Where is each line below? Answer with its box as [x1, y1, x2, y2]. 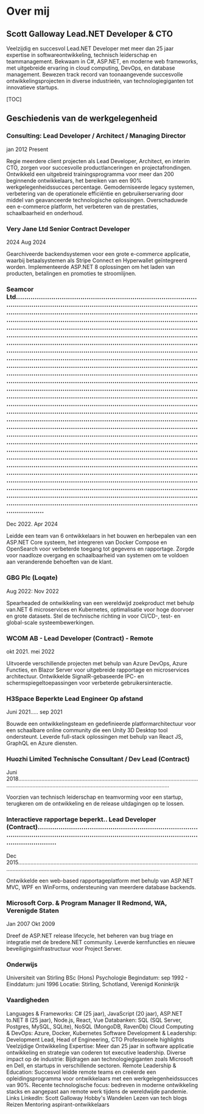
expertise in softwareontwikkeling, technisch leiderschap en [6, 51, 157, 59]
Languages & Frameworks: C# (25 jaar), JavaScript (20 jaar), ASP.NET [6, 1010, 183, 1017]
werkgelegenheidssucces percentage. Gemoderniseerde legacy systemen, [6, 183, 195, 191]
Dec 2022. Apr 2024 [6, 521, 58, 528]
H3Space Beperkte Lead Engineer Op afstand [6, 694, 143, 703]
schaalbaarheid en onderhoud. [6, 209, 83, 216]
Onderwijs [6, 960, 38, 969]
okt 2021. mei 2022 [6, 648, 55, 655]
